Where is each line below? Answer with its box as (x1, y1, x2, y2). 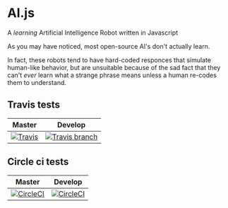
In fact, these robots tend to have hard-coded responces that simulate (7, 55, 212, 64)
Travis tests (7, 99, 60, 111)
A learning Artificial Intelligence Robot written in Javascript (7, 28, 179, 37)
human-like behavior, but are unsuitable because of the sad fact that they (7, 63, 221, 71)
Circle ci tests (7, 156, 69, 168)
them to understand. (7, 78, 67, 86)
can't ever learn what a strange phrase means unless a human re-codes (7, 71, 217, 79)
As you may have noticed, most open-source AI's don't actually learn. (7, 42, 210, 50)
